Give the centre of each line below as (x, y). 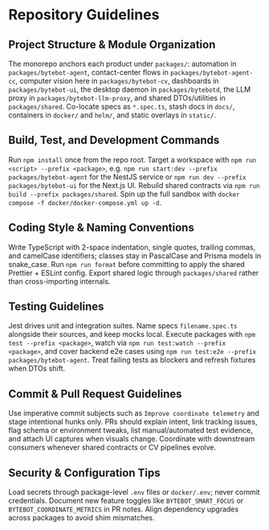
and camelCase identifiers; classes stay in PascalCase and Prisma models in (135, 256)
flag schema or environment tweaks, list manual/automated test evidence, (130, 430)
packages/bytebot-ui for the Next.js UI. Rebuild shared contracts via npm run (134, 185)
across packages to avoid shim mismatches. (82, 518)
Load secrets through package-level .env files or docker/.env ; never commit (134, 492)
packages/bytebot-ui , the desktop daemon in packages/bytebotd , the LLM (130, 89)
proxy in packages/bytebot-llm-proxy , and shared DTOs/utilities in (117, 98)
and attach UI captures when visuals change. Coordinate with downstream (132, 439)
